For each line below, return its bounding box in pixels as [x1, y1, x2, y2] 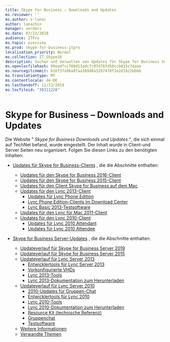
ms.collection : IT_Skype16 [5, 54, 62, 60]
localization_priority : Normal [5, 50, 71, 55]
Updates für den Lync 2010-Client [20, 215, 91, 221]
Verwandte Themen [20, 331, 62, 337]
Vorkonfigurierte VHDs [27, 267, 75, 273]
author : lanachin [5, 21, 42, 27]
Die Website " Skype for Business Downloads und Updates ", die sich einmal [5, 136, 165, 142]
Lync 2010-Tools [27, 299, 62, 305]
